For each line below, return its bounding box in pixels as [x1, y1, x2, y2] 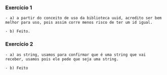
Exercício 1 [5, 4, 32, 11]
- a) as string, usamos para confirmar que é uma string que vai [5, 52, 146, 57]
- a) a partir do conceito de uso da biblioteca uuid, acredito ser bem [5, 16, 162, 21]
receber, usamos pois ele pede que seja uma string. [5, 56, 119, 62]
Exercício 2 [5, 41, 33, 48]
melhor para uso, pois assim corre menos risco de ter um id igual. [5, 20, 153, 25]
